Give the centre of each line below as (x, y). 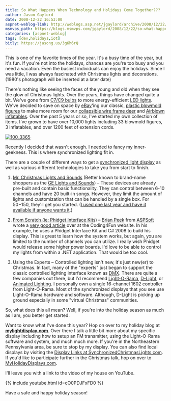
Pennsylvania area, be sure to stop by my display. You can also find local (81, 346)
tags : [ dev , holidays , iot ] (33, 39)
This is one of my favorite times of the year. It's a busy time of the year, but (84, 58)
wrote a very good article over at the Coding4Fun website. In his (80, 225)
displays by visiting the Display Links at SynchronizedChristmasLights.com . (84, 352)
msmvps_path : (19, 29)
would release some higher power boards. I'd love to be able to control (87, 247)
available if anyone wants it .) (42, 210)
